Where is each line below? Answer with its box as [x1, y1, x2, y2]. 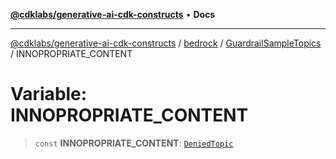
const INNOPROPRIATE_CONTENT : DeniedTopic [34, 137, 234, 149]
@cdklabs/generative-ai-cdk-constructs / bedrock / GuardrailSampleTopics [10, 37, 322, 49]
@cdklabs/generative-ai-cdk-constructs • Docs [10, 9, 216, 20]
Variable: [10, 83, 88, 106]
